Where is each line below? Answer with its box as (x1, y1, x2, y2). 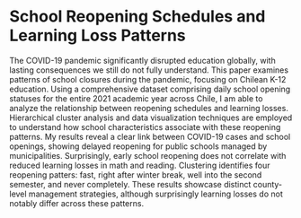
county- (252, 179, 283, 189)
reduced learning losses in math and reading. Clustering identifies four (9, 160, 271, 170)
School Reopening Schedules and (9, 6, 266, 27)
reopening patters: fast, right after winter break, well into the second (9, 169, 262, 180)
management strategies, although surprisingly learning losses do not (28, 188, 283, 199)
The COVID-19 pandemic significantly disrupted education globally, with (9, 55, 276, 65)
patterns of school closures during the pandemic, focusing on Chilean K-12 (9, 74, 287, 84)
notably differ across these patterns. (9, 197, 145, 208)
